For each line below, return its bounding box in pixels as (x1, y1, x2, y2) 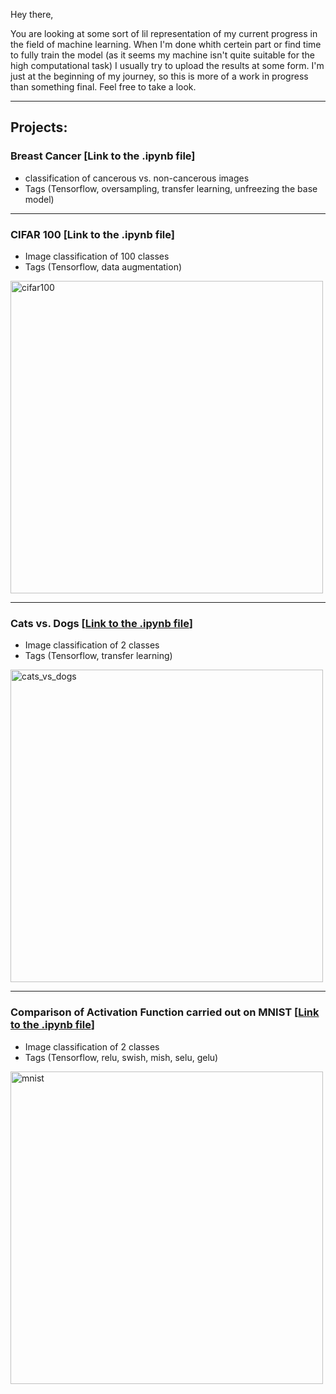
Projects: (10, 119, 68, 136)
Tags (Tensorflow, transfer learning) (24, 650, 173, 662)
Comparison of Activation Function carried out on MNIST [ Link (10, 1005, 320, 1019)
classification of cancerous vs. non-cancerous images (24, 172, 250, 184)
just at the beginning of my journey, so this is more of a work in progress (10, 70, 309, 82)
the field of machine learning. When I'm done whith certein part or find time (10, 39, 322, 50)
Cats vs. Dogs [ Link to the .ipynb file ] (10, 616, 193, 630)
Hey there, (10, 9, 54, 20)
